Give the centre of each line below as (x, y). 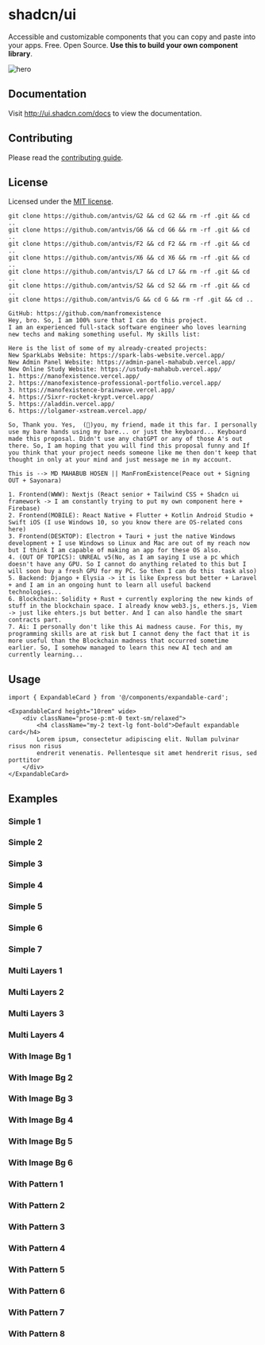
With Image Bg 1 (40, 1056)
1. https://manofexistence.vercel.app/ (74, 376)
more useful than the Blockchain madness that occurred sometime (118, 641)
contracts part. (35, 620)
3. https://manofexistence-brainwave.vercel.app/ (92, 390)
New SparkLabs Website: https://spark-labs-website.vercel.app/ (117, 356)
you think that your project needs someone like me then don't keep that (133, 453)
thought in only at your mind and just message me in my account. (120, 460)
